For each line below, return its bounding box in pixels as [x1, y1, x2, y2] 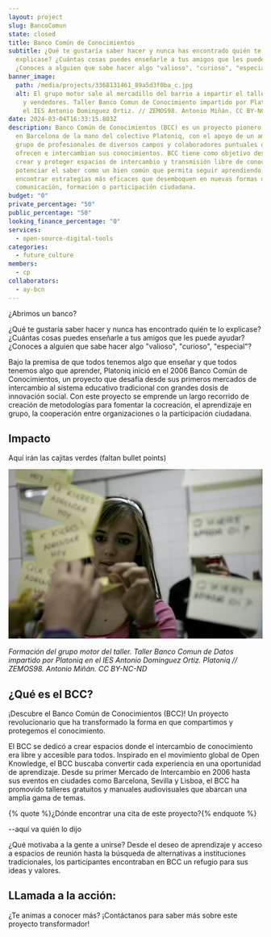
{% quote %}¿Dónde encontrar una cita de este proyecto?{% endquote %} [8, 809, 257, 818]
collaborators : [8, 277, 60, 285]
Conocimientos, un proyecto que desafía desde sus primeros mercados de [8, 374, 256, 383]
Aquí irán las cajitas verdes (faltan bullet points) [8, 453, 167, 463]
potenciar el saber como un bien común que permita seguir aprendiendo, [15, 166, 265, 174]
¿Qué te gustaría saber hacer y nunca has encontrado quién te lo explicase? [8, 324, 262, 334]
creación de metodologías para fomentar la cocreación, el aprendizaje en [8, 399, 252, 409]
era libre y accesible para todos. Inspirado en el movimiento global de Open [8, 751, 260, 760]
